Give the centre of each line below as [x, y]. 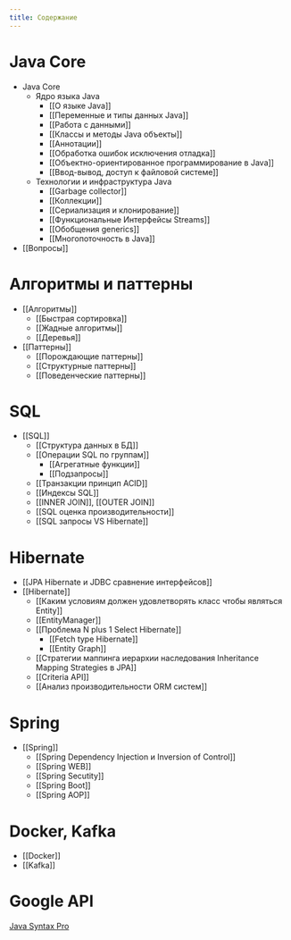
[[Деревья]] [58, 337]
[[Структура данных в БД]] [87, 445]
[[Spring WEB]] [63, 767]
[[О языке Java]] [80, 105]
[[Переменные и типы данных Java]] [119, 115]
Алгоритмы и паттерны [101, 284]
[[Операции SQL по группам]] [92, 455]
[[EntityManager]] [68, 620]
